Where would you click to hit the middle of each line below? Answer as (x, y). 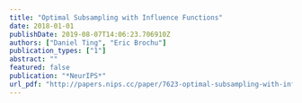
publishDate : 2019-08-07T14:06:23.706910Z (90, 34)
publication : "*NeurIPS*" (58, 76)
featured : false (40, 68)
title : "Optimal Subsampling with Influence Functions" (116, 17)
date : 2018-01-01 (42, 26)
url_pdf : (26, 84)
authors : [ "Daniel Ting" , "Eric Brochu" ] (88, 43)
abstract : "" (34, 59)
